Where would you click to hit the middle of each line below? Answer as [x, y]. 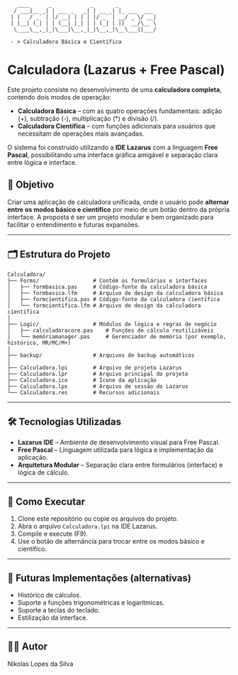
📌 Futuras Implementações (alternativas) [99, 578]
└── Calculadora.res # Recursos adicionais [84, 392]
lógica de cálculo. [43, 472]
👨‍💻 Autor [28, 647]
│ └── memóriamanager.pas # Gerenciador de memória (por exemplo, [117, 336]
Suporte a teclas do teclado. [59, 610]
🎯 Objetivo [31, 185]
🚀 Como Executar [46, 501]
